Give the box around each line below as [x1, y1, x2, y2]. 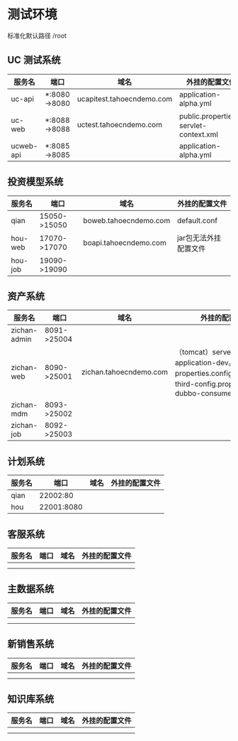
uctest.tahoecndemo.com [76, 119, 163, 129]
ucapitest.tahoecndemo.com [76, 94, 173, 104]
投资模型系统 [7, 175, 64, 188]
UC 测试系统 [7, 54, 61, 66]
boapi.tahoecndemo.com [83, 237, 166, 247]
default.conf [176, 215, 218, 225]
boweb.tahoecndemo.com [83, 215, 171, 225]
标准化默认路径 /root [7, 31, 67, 40]
